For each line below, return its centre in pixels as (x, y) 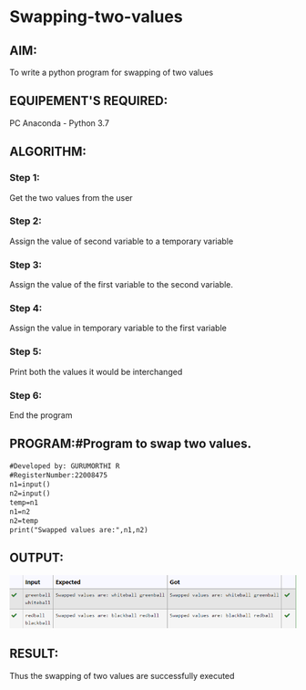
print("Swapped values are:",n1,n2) (79, 530)
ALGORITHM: (48, 152)
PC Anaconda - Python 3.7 (59, 123)
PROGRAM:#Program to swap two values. (131, 444)
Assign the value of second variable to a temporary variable (122, 241)
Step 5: (26, 351)
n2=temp (24, 521)
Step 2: (26, 221)
